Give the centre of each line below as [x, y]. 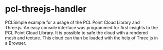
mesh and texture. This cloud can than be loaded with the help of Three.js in [81, 38]
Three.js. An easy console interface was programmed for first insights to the [81, 27]
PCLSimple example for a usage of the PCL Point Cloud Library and [72, 22]
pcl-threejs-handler [46, 9]
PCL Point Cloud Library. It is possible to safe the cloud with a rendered [77, 33]
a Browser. [16, 43]
